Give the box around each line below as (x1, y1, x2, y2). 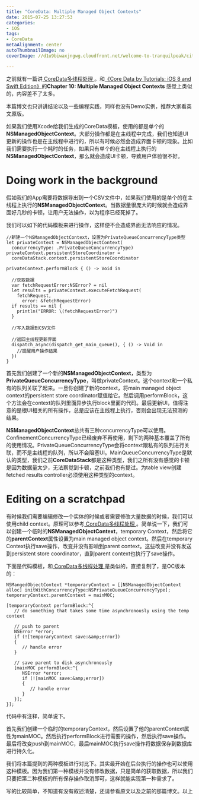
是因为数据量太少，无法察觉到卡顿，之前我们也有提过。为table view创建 (6, 464, 182, 471)
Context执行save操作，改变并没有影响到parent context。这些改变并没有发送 (6, 542, 192, 549)
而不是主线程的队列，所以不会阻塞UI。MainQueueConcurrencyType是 (16, 449, 187, 456)
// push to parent (14, 623, 60, 630)
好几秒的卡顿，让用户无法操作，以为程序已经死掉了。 (11, 208, 141, 216)
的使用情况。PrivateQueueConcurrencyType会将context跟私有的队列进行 (6, 441, 185, 448)
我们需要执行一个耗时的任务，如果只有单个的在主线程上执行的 (6, 145, 157, 152)
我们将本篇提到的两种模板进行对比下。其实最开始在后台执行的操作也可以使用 (6, 760, 193, 767)
